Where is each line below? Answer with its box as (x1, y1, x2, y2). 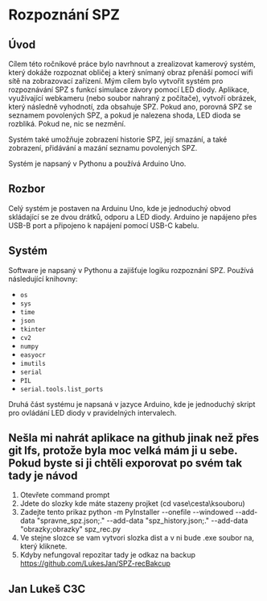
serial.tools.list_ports (19, 385, 104, 393)
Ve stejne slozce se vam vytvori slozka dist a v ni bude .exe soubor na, (19, 533, 255, 543)
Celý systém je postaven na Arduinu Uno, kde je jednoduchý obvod (8, 203, 232, 213)
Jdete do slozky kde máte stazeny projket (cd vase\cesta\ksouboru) (19, 499, 245, 508)
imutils (19, 359, 46, 367)
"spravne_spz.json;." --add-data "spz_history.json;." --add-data (36, 516, 249, 525)
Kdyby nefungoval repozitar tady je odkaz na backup (19, 550, 195, 560)
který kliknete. (19, 541, 68, 551)
